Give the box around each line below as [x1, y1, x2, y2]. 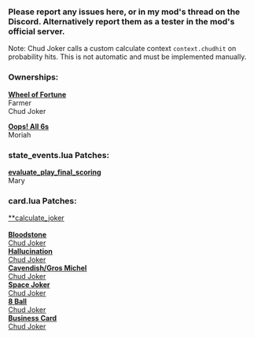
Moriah [8, 130, 31, 139]
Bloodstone [8, 230, 47, 240]
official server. [8, 26, 65, 37]
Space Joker [8, 280, 50, 289]
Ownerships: [8, 72, 59, 83]
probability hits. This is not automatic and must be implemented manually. [8, 52, 247, 61]
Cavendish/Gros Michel [8, 263, 87, 273]
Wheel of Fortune [8, 90, 67, 99]
